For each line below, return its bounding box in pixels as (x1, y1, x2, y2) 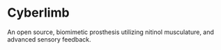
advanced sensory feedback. (7, 35, 91, 43)
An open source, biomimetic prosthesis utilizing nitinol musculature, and (7, 28, 215, 36)
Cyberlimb (7, 5, 70, 21)
